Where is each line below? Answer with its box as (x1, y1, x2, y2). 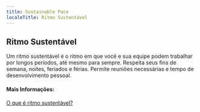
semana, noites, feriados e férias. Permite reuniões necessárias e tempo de (6, 66, 195, 73)
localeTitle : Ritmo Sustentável (6, 14, 88, 20)
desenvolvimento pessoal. (6, 72, 71, 79)
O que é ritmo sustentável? (6, 99, 74, 106)
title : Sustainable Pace (6, 8, 69, 15)
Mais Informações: (6, 86, 55, 93)
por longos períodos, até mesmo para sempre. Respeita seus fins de (6, 59, 176, 66)
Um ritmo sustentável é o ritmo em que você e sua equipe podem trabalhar (6, 52, 193, 60)
